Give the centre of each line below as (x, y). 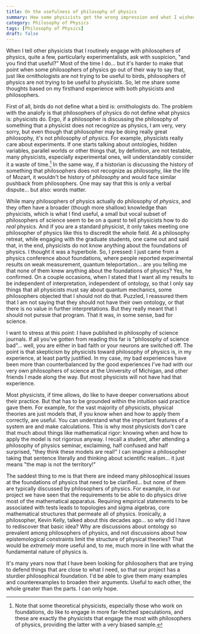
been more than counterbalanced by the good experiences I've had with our (100, 364)
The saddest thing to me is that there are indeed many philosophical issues (98, 476)
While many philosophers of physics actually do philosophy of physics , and (99, 201)
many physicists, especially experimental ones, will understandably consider (100, 157)
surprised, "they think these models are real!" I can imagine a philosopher (96, 451)
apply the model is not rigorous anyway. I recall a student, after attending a (98, 439)
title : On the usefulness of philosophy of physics (71, 12)
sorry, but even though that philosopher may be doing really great (87, 132)
